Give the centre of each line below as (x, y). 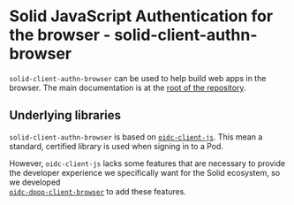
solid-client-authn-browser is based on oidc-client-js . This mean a (136, 137)
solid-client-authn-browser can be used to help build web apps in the (138, 78)
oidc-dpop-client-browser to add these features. (98, 191)
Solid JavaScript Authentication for (141, 16)
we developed (35, 182)
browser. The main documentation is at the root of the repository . (128, 87)
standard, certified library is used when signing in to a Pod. (116, 146)
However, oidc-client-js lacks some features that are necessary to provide (147, 163)
